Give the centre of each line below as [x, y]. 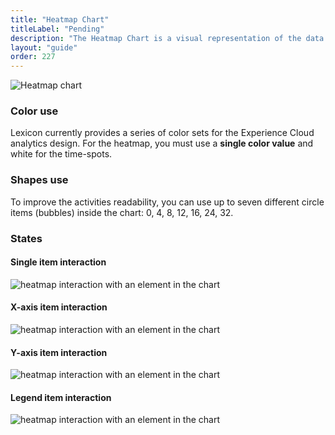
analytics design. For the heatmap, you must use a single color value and [162, 143]
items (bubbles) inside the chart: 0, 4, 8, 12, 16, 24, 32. [122, 212]
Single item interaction [58, 262]
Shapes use [39, 180]
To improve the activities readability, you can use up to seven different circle [167, 202]
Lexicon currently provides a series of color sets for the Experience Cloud [162, 133]
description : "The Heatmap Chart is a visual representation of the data [167, 38]
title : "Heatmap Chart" [60, 19]
